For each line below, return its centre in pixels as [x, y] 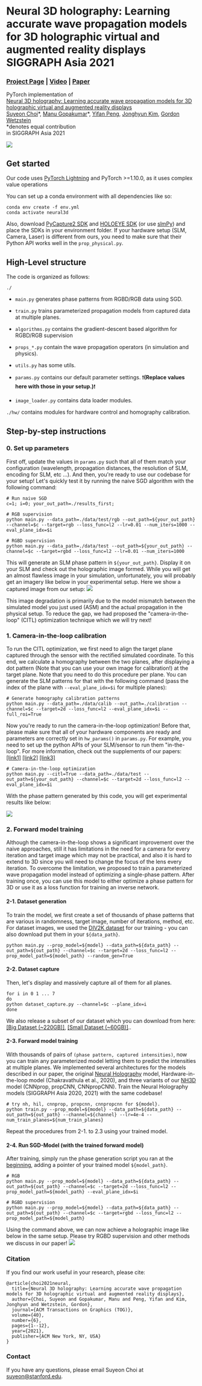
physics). [26, 354]
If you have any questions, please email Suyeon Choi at [75, 1370]
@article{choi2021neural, [39, 1283]
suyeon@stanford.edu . [35, 1376]
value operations [27, 185]
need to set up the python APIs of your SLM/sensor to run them [85, 745]
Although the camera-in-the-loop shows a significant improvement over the [100, 843]
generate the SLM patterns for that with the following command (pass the [97, 681]
